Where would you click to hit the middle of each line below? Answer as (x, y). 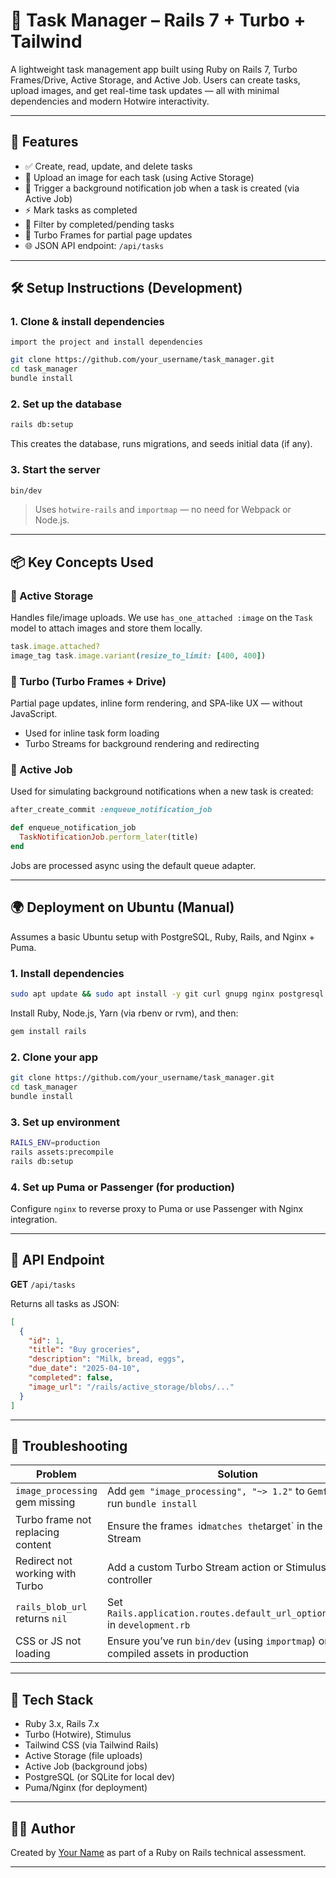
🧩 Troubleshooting (69, 1445)
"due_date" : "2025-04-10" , (84, 1369)
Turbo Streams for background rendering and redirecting (142, 744)
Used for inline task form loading (92, 733)
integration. (34, 1219)
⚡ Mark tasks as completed (81, 210)
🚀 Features (44, 142)
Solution (237, 1474)
